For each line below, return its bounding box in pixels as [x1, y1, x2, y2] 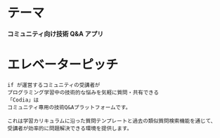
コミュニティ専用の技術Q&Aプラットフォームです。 [7, 104, 131, 111]
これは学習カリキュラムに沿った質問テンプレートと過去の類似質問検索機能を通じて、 [7, 117, 216, 125]
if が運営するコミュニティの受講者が [7, 81, 101, 88]
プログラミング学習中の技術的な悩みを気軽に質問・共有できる [7, 89, 160, 96]
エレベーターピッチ [7, 57, 119, 73]
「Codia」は [7, 96, 39, 104]
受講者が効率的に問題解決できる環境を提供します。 [7, 125, 132, 132]
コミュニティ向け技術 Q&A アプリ [7, 29, 104, 38]
